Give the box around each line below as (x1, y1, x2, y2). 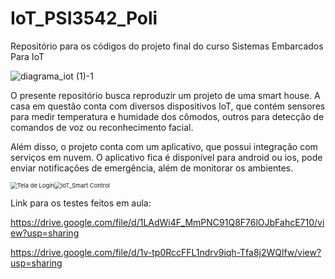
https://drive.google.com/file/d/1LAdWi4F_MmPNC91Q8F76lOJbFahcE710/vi (10, 216, 325, 228)
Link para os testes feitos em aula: (10, 197, 152, 209)
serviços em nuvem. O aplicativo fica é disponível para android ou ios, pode (10, 151, 323, 163)
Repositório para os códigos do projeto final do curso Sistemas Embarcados (10, 40, 324, 52)
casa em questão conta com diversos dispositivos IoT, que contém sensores (10, 100, 326, 112)
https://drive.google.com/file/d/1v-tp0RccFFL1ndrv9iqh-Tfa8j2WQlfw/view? (10, 246, 322, 258)
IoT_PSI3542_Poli (10, 7, 158, 30)
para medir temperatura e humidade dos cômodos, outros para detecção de (10, 110, 325, 122)
